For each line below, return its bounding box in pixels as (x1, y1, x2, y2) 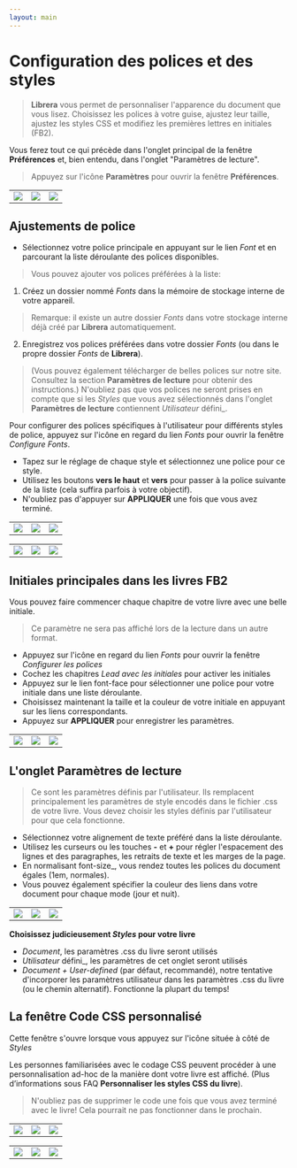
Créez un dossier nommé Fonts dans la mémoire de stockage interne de (21, 286, 286, 296)
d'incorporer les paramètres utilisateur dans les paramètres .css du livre (21, 974, 285, 985)
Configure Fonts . (9, 439, 71, 450)
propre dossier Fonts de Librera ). (21, 349, 143, 359)
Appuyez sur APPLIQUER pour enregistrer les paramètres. (21, 716, 234, 726)
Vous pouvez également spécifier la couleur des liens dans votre (21, 880, 258, 889)
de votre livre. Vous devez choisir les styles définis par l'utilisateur (30, 806, 272, 816)
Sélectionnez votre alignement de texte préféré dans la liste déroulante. (21, 833, 283, 842)
